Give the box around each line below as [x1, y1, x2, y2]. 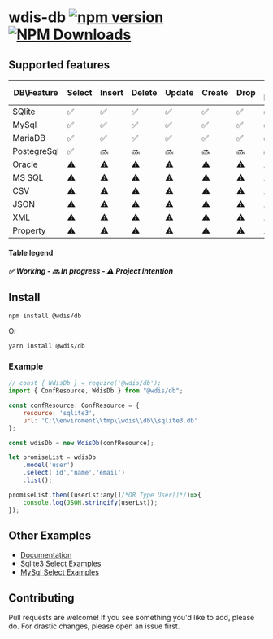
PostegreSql [12, 146, 59, 156]
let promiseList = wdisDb [8, 453, 96, 462]
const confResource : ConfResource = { [8, 401, 140, 410]
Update [165, 87, 194, 98]
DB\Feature [13, 87, 58, 98]
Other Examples [8, 528, 92, 542]
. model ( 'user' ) [23, 461, 75, 470]
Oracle [12, 159, 38, 170]
